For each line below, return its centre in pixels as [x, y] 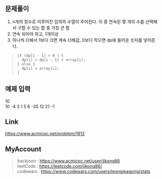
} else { [26, 64]
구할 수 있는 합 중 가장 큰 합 [43, 28]
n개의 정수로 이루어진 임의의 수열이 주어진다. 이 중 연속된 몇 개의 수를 [78, 22]
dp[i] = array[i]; [40, 68]
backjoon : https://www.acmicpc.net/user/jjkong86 [68, 161]
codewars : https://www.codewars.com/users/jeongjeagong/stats [84, 172]
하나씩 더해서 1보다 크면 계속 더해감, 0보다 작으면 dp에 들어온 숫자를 [77, 40]
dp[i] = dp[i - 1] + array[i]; [54, 60]
